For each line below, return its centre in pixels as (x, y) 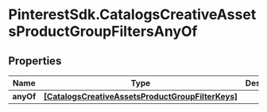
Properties (35, 61)
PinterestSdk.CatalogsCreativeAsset (132, 15)
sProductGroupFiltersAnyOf (103, 31)
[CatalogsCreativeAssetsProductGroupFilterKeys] (141, 97)
